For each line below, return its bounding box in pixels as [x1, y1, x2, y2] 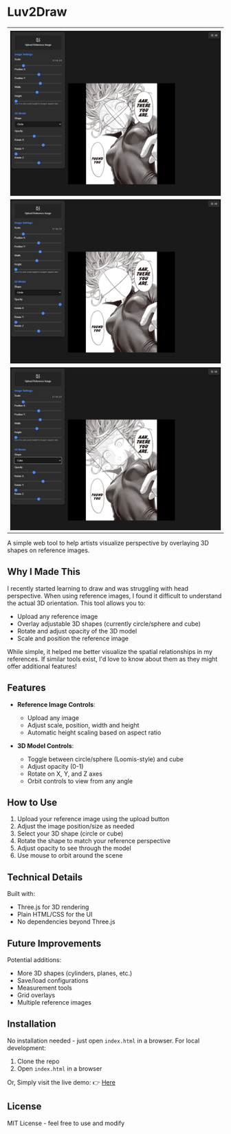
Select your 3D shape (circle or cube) [16, 829, 124, 838]
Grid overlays [16, 991, 56, 999]
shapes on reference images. [7, 546, 90, 554]
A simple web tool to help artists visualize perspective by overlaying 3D [7, 539, 210, 547]
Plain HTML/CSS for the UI [16, 911, 93, 919]
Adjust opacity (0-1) [27, 762, 84, 770]
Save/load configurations [16, 977, 89, 985]
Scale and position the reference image [16, 634, 129, 642]
